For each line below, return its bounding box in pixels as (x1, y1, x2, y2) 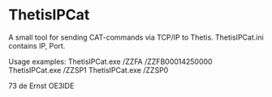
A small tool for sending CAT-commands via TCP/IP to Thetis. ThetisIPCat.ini (8, 32, 264, 42)
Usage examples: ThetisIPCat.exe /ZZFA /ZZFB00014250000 (8, 57, 213, 66)
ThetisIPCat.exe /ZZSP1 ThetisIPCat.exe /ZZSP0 (8, 65, 169, 74)
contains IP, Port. (8, 40, 66, 50)
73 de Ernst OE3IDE (8, 81, 75, 91)
